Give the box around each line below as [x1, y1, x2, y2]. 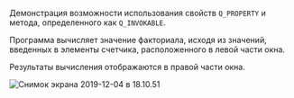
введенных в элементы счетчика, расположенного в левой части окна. [9, 44, 286, 55]
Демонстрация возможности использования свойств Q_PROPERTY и [9, 8, 266, 18]
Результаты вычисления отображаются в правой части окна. [9, 62, 245, 72]
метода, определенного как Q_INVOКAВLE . [9, 17, 167, 28]
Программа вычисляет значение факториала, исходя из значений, [9, 35, 268, 45]
